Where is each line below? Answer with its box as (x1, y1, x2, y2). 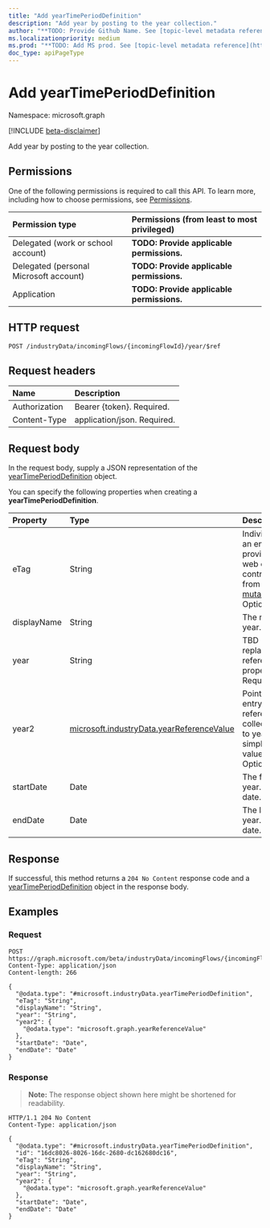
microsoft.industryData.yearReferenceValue (69, 723, 235, 735)
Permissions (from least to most (131, 214, 258, 225)
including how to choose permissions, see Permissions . (8, 194, 193, 204)
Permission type (12, 219, 77, 230)
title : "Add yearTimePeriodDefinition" (8, 11, 142, 20)
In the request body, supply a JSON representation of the (8, 463, 198, 473)
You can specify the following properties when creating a (8, 487, 198, 497)
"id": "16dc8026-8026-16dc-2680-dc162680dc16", (15, 1148, 178, 1157)
